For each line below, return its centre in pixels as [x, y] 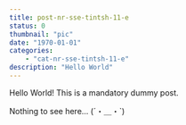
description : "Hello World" [61, 68]
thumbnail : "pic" [41, 34]
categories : [31, 51]
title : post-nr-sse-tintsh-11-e [69, 17]
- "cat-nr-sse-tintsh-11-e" [77, 59]
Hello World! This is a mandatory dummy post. [94, 92]
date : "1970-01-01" [45, 42]
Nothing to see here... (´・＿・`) [67, 111]
